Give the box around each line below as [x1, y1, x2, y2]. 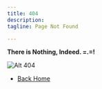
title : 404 [7, 10, 39, 17]
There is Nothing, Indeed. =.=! [7, 48, 95, 56]
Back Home [17, 75, 50, 83]
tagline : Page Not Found [7, 23, 79, 30]
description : [7, 17, 45, 23]
